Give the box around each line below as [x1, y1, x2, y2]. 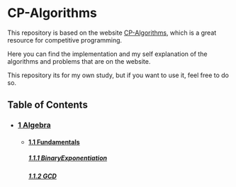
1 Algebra [17, 120, 51, 130]
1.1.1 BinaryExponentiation [28, 154, 108, 162]
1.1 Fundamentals [28, 137, 80, 146]
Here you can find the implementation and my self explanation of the [7, 50, 208, 58]
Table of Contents [7, 99, 89, 111]
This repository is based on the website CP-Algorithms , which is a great [7, 28, 217, 37]
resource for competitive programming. [7, 35, 123, 44]
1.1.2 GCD [28, 171, 57, 180]
